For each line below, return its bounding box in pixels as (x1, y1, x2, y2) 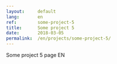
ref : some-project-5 (6, 19, 75, 25)
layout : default (6, 8, 57, 15)
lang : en (6, 14, 43, 20)
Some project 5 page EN (6, 52, 66, 58)
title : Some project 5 (6, 24, 75, 31)
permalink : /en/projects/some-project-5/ (6, 35, 111, 41)
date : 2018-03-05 (6, 30, 64, 36)
